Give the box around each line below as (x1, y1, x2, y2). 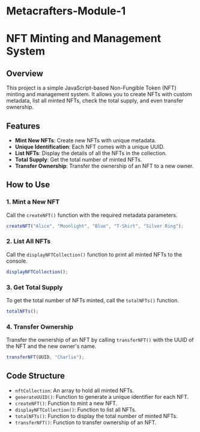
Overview (6, 68, 44, 79)
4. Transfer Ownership (6, 323, 74, 331)
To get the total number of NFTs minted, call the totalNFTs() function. (6, 297, 179, 304)
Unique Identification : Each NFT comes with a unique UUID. (14, 143, 165, 150)
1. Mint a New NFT (6, 198, 60, 206)
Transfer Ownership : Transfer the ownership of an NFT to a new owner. (14, 162, 194, 169)
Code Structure (6, 371, 65, 381)
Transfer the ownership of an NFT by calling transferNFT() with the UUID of (6, 336, 194, 344)
